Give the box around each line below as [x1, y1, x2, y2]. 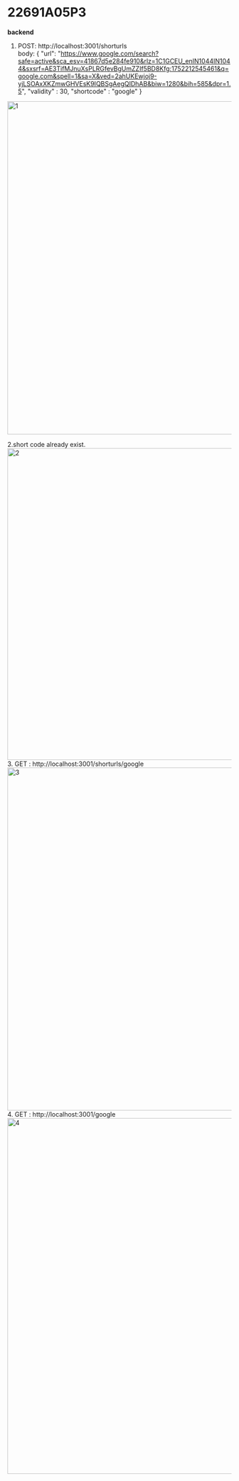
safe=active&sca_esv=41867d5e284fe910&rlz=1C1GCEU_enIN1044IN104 [17, 56, 231, 65]
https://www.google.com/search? [60, 49, 159, 58]
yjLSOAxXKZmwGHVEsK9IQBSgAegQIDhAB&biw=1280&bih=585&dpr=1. [17, 79, 231, 88]
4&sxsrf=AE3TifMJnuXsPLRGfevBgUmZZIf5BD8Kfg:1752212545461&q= [17, 64, 229, 73]
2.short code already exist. [7, 440, 86, 448]
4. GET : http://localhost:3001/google [7, 1110, 116, 1118]
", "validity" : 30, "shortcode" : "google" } [21, 87, 142, 95]
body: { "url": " [17, 49, 61, 58]
